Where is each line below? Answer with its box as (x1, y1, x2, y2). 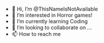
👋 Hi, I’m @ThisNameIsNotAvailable (11, 6, 99, 12)
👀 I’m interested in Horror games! (11, 12, 93, 19)
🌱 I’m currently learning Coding (11, 18, 88, 24)
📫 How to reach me (11, 31, 61, 37)
